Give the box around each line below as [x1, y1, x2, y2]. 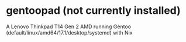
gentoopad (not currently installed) [6, 4, 181, 17]
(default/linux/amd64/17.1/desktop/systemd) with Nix [6, 29, 133, 36]
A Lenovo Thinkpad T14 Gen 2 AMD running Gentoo [6, 23, 132, 30]
